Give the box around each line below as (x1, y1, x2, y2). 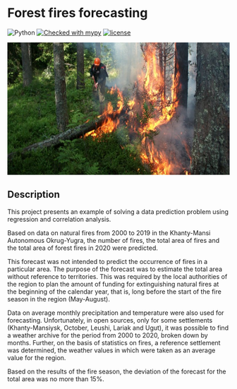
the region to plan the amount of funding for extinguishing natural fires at (7, 280, 219, 288)
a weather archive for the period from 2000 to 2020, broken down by (7, 330, 208, 340)
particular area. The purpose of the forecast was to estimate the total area (7, 265, 223, 273)
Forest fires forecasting (7, 5, 148, 21)
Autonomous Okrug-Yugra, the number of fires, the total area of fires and (7, 236, 220, 244)
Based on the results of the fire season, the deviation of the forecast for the (7, 367, 226, 376)
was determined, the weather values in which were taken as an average (7, 346, 216, 354)
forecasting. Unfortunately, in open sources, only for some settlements (7, 316, 213, 324)
